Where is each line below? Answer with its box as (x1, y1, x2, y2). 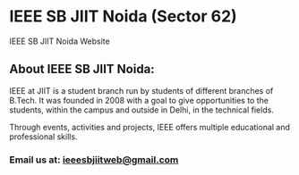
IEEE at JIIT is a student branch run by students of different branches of (9, 85, 274, 96)
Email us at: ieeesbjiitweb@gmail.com (9, 154, 179, 166)
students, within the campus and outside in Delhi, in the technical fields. (9, 104, 275, 115)
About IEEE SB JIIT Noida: (9, 62, 155, 77)
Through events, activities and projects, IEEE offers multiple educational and (9, 121, 291, 132)
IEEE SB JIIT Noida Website (9, 36, 110, 46)
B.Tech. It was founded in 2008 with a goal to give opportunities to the (9, 95, 269, 105)
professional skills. (9, 131, 78, 142)
